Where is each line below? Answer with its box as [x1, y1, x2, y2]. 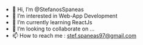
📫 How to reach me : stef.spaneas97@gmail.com [12, 32, 137, 39]
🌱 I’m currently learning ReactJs [12, 19, 92, 26]
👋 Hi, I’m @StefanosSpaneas [12, 6, 84, 13]
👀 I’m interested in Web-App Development [12, 12, 117, 19]
